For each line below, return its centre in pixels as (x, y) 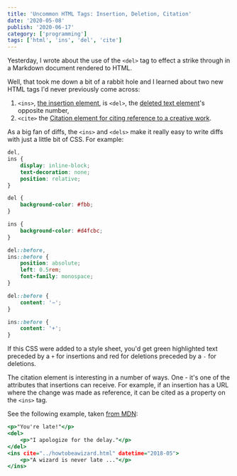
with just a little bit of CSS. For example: (66, 140)
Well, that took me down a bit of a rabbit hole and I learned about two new (115, 82)
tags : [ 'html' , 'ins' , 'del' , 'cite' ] (65, 40)
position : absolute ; (50, 263)
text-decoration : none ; (55, 172)
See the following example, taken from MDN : (73, 414)
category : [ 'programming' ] (47, 34)
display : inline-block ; (55, 165)
